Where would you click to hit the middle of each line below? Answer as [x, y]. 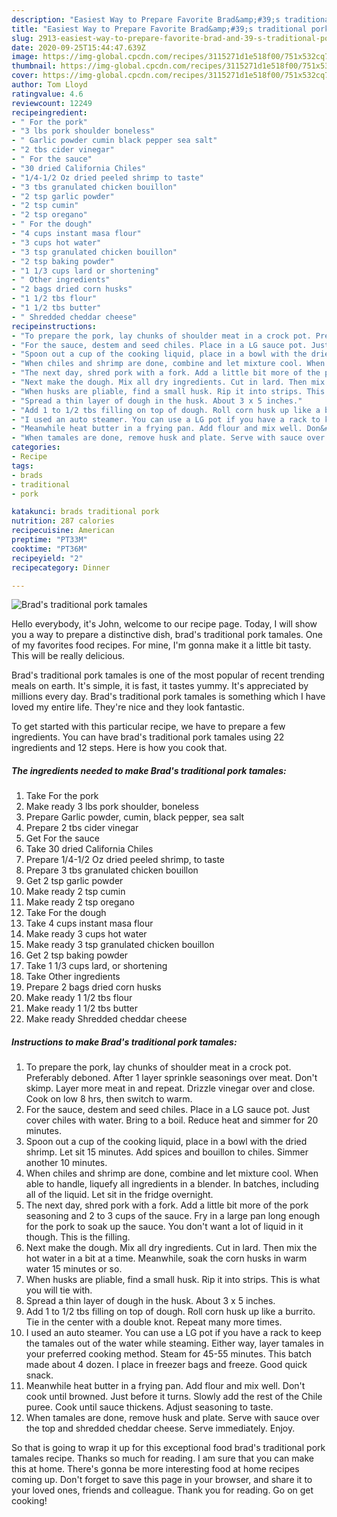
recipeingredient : [49, 112]
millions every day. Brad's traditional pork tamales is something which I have [168, 697]
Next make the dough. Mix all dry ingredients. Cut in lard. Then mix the [171, 1248]
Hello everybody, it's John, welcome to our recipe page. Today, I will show [164, 624]
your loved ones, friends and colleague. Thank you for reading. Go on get [162, 1490]
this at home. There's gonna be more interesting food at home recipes [155, 1469]
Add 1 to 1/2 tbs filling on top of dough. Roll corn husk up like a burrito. [170, 1312]
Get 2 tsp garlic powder [74, 881]
